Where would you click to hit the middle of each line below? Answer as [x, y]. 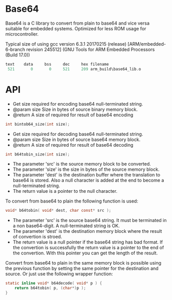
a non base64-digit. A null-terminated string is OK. [66, 226]
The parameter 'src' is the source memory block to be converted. [82, 164]
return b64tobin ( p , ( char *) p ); [50, 288]
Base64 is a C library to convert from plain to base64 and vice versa [78, 23]
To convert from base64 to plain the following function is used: [72, 201]
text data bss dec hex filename [57, 64]
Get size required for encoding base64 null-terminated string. [78, 104]
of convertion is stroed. [37, 237]
